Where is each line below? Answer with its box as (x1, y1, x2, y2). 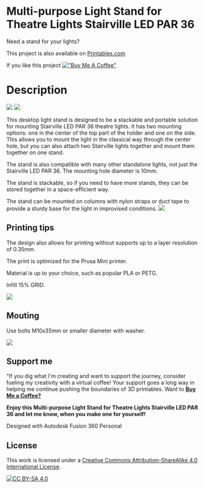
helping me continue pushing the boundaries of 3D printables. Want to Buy (6, 385, 196, 393)
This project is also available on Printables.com (6, 49, 126, 57)
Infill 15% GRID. (6, 281, 45, 288)
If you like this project (6, 61, 61, 69)
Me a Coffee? (6, 392, 41, 399)
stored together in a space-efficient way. (6, 186, 109, 193)
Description (6, 83, 68, 97)
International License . (6, 463, 61, 471)
